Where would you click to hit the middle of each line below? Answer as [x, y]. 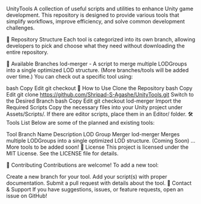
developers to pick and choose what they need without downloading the [95, 46]
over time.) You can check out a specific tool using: [70, 76]
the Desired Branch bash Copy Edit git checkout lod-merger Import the [94, 101]
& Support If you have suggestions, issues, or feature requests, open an [95, 189]
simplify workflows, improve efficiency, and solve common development [95, 21]
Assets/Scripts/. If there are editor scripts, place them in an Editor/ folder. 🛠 [100, 114]
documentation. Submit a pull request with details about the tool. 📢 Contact [99, 183]
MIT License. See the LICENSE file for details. [62, 153]
